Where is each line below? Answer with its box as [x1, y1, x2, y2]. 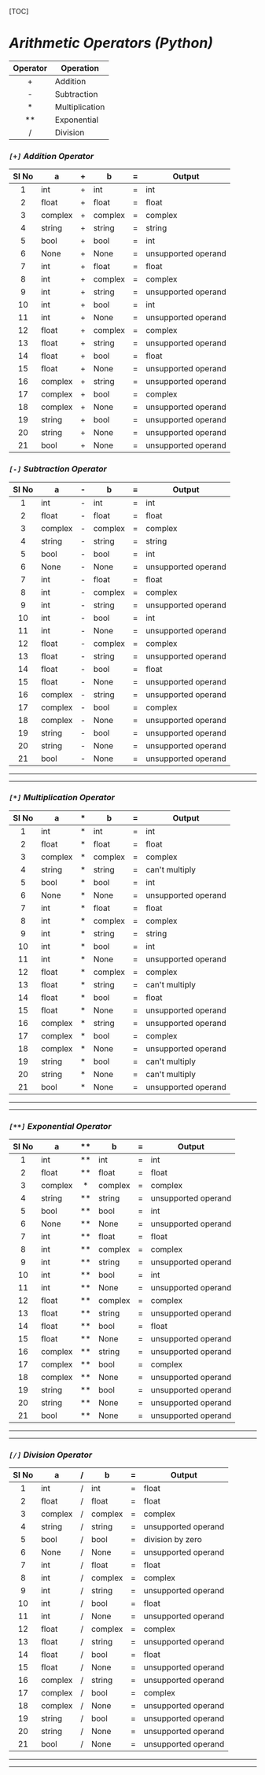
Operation [61, 62, 99, 73]
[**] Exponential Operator [9, 1120, 112, 1131]
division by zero [143, 1534, 203, 1545]
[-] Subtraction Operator [9, 463, 107, 474]
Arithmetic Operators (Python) [9, 35, 213, 52]
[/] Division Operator [9, 1449, 93, 1460]
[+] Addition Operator [9, 150, 94, 161]
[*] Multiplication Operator [9, 792, 115, 803]
